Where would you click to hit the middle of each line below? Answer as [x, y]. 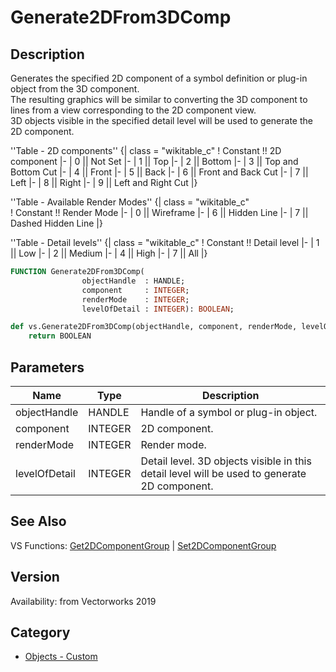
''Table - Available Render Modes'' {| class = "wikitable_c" [130, 202]
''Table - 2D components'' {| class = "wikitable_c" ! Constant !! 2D [146, 150]
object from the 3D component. [75, 89]
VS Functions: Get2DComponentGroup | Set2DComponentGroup [143, 545]
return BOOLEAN [60, 336]
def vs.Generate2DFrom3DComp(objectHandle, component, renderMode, [154, 327]
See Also [38, 521]
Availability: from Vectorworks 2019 [83, 601]
